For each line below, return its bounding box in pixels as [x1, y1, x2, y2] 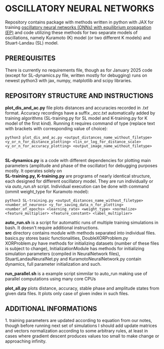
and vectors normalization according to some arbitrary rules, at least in [5, 328, 148, 334]
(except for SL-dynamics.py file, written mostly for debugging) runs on [5, 72, 148, 78]
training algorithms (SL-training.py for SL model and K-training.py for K [5, 115, 148, 121]
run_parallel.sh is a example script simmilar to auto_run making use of [5, 270, 148, 277]
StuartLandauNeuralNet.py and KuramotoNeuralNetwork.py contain [5, 256, 141, 262]
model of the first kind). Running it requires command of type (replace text [5, 120, 155, 126]
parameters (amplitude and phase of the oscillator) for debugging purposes [5, 163, 158, 168]
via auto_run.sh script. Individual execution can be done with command [5, 183, 149, 189]
